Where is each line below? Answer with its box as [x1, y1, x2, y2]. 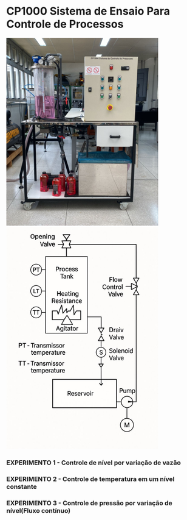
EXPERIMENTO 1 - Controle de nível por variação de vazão [6, 458, 181, 467]
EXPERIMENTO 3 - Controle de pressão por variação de [6, 499, 172, 507]
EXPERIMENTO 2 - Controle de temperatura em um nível [6, 474, 175, 483]
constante [6, 482, 38, 491]
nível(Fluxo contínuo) [6, 506, 71, 515]
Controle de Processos [6, 17, 124, 31]
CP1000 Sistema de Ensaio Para [6, 4, 170, 18]
